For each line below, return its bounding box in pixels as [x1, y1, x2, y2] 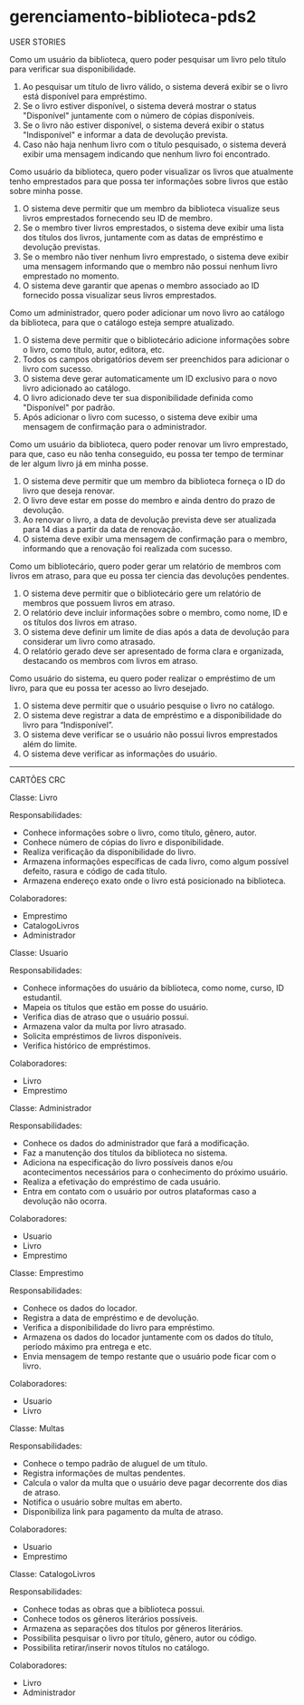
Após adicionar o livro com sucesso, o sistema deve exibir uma [22, 411, 258, 423]
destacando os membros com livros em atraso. [22, 655, 199, 666]
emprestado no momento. [22, 270, 119, 281]
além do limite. [22, 738, 78, 749]
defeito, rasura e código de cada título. [22, 865, 167, 876]
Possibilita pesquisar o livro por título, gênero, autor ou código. [22, 1632, 258, 1643]
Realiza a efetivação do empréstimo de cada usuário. [22, 1176, 222, 1187]
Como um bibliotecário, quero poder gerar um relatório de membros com [9, 560, 281, 571]
